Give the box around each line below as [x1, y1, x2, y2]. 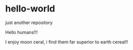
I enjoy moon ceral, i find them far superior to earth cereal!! [5, 38, 128, 45]
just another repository [5, 19, 53, 25]
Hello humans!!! [5, 29, 38, 35]
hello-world [5, 3, 56, 14]
